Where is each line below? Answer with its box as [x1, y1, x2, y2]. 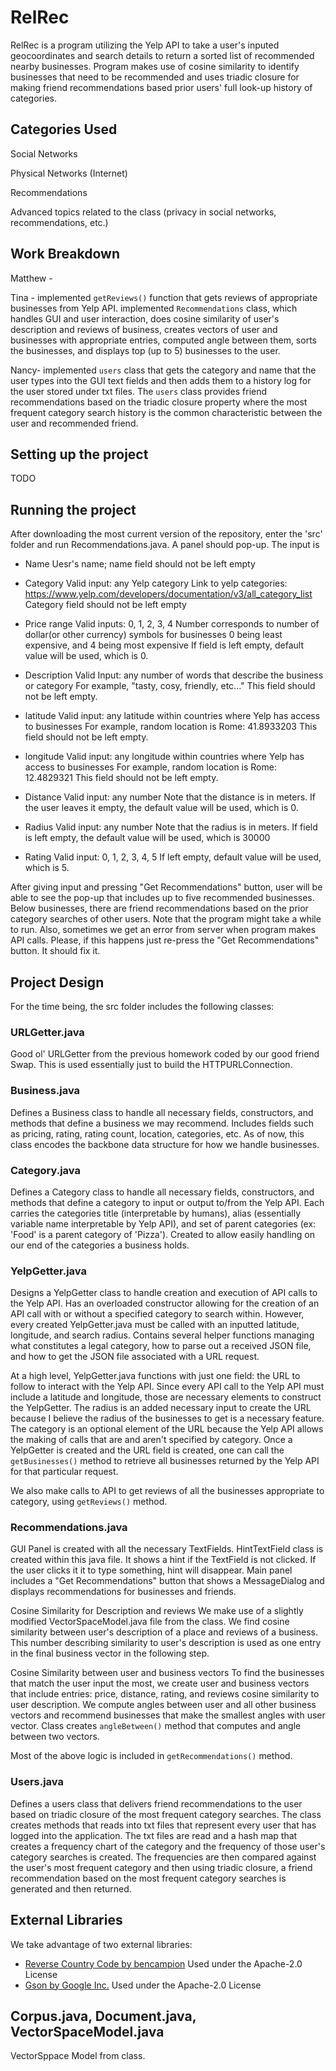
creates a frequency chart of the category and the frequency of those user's [10, 1840, 326, 1852]
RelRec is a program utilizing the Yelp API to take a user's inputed [10, 39, 280, 51]
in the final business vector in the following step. [10, 1647, 210, 1660]
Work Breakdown [10, 246, 120, 263]
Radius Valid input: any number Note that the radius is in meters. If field [24, 821, 318, 833]
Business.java [10, 1084, 81, 1098]
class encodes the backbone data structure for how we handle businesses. [10, 1138, 320, 1150]
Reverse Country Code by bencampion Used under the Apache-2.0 [24, 1957, 303, 1970]
